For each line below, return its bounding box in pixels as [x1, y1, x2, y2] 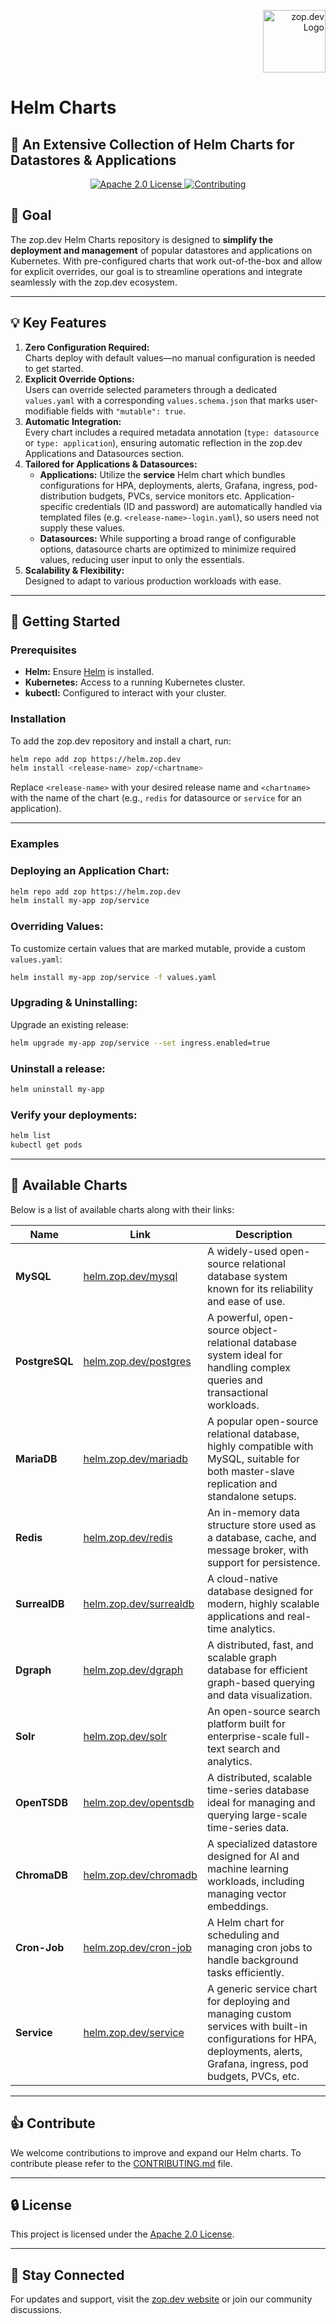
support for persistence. [206, 1555, 321, 1569]
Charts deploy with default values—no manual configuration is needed [24, 351, 316, 364]
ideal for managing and [206, 1795, 316, 1809]
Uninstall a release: [10, 1061, 106, 1075]
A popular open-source [206, 1414, 319, 1428]
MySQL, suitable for [206, 1451, 301, 1465]
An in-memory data [206, 1505, 301, 1519]
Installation [10, 712, 67, 726]
